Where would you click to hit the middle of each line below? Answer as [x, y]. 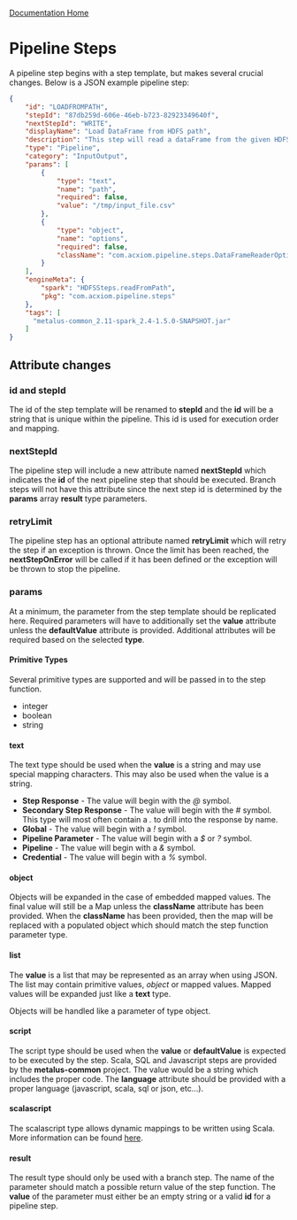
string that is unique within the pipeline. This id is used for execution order [144, 419]
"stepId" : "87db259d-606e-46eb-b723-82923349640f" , [122, 115]
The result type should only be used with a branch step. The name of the [142, 1178]
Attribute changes [61, 365]
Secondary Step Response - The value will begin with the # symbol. [147, 810]
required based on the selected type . [77, 639]
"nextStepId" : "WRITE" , [69, 123]
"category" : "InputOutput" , [76, 157]
